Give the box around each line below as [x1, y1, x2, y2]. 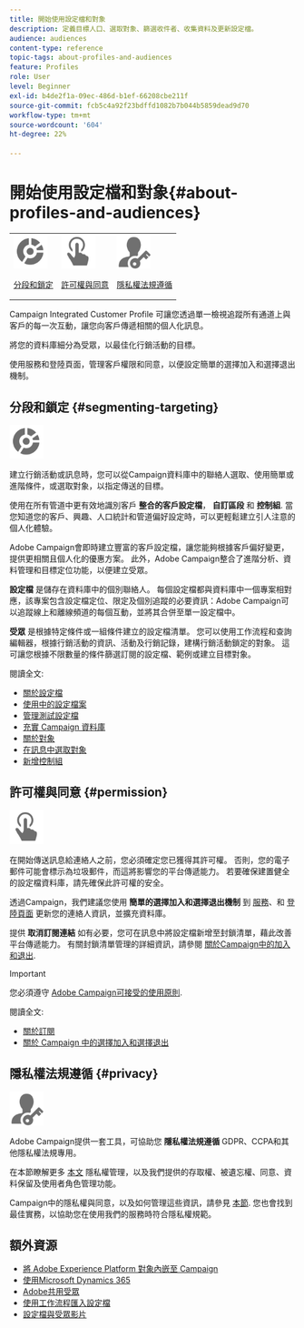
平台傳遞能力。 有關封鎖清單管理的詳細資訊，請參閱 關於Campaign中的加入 [9, 938, 291, 950]
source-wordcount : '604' [9, 120, 103, 129]
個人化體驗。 [9, 523, 57, 533]
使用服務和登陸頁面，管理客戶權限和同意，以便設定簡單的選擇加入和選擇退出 [9, 359, 296, 370]
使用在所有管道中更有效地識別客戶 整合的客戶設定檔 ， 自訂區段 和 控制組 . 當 [9, 500, 293, 510]
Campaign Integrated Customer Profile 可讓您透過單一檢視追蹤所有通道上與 [9, 309, 291, 320]
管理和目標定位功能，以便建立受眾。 [16, 565, 152, 575]
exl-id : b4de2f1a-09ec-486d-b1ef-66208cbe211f [9, 91, 189, 100]
